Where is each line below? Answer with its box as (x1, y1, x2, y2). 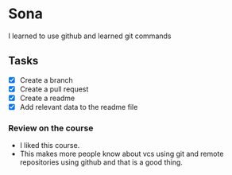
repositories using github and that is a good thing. (19, 157, 183, 167)
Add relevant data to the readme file (19, 102, 138, 111)
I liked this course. (19, 141, 80, 150)
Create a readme (19, 93, 75, 103)
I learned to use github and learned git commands (8, 31, 172, 41)
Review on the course (8, 122, 94, 134)
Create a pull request (19, 84, 89, 94)
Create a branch (19, 75, 73, 84)
